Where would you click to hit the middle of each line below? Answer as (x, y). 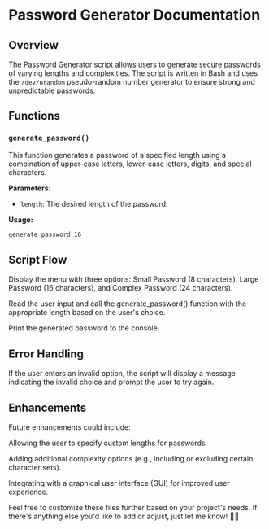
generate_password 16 (45, 234)
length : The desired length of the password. (94, 203)
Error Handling (46, 354)
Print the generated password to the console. (84, 328)
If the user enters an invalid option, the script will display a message (122, 374)
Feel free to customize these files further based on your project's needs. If (133, 507)
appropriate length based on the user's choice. (87, 313)
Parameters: (30, 188)
